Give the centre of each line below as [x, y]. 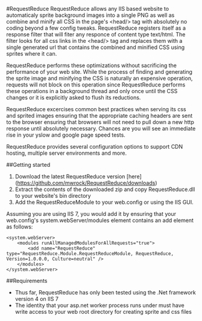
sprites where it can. [32, 53]
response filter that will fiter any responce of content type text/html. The [96, 34]
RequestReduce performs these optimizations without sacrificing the [91, 65]
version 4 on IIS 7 [37, 299]
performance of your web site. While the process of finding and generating [99, 72]
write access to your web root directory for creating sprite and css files [103, 312]
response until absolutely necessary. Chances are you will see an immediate [101, 128]
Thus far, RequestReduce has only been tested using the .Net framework [105, 292]
